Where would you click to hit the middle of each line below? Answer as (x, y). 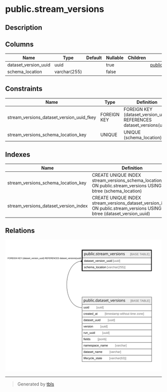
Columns (19, 44)
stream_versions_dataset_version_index (47, 206)
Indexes (18, 154)
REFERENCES (138, 120)
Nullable (115, 58)
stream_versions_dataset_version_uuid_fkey (52, 117)
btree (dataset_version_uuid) (121, 214)
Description (24, 28)
